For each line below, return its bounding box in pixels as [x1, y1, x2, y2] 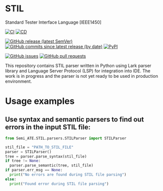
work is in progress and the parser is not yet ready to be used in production [5, 73, 159, 79]
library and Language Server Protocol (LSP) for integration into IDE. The [5, 67, 151, 74]
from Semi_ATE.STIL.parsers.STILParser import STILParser [5, 136, 127, 141]
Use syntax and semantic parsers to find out [5, 115, 144, 124]
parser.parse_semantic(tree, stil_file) [9, 163, 94, 168]
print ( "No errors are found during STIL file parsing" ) [9, 172, 127, 177]
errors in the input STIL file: [5, 123, 91, 131]
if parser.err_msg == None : [5, 168, 63, 173]
